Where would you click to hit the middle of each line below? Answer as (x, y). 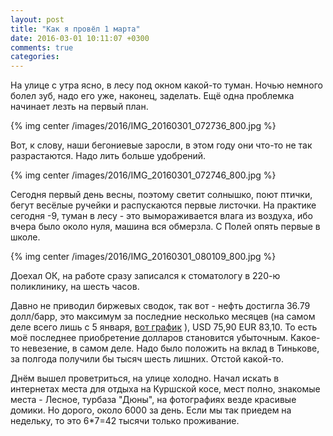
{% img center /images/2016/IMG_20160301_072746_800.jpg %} (143, 175)
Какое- (305, 338)
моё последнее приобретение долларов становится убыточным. (149, 338)
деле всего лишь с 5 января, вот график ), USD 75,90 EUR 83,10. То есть (164, 327)
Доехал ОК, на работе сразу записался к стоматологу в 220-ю (145, 276)
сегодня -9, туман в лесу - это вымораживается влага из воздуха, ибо (161, 216)
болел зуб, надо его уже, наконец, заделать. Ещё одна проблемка (152, 96)
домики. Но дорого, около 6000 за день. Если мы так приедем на (151, 410)
